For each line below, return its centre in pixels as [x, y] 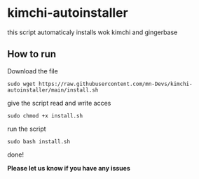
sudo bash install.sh [39, 141]
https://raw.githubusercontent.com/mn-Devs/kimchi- [115, 84]
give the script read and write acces [59, 103]
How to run [32, 54]
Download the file [33, 71]
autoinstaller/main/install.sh [53, 90]
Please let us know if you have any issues [69, 168]
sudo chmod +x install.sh [45, 116]
